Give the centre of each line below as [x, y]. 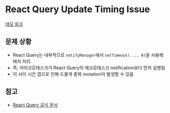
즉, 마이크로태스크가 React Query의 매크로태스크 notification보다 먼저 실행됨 [89, 68]
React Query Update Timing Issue [78, 9]
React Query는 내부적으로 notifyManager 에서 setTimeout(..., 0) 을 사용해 [88, 55]
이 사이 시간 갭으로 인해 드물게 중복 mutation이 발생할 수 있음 [73, 74]
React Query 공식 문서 [35, 105]
